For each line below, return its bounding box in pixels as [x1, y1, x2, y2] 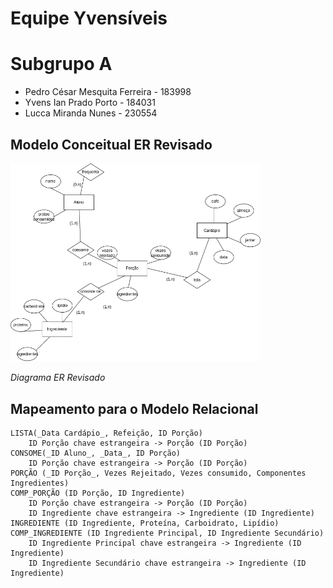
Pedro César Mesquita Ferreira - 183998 [24, 86, 192, 98]
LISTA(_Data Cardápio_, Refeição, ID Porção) [10, 428, 203, 439]
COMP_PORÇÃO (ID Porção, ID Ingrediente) [10, 488, 186, 499]
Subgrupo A [10, 53, 113, 76]
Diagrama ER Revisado [10, 372, 106, 384]
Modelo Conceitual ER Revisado [10, 136, 213, 153]
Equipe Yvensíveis [10, 7, 168, 30]
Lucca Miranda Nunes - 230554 [24, 107, 158, 119]
